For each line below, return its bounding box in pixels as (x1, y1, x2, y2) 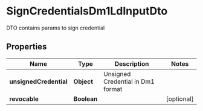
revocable (9, 95, 39, 103)
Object (73, 77, 94, 86)
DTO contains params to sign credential (6, 24, 105, 31)
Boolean (73, 95, 98, 103)
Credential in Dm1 (103, 77, 155, 86)
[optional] (166, 95, 194, 103)
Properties (6, 42, 47, 52)
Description (114, 59, 149, 68)
